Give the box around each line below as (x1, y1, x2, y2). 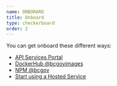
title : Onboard (6, 14, 44, 20)
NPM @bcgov (14, 67, 50, 74)
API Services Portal (14, 54, 63, 61)
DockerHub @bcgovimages (14, 60, 83, 67)
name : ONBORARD (6, 8, 44, 15)
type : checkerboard (6, 20, 55, 26)
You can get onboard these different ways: (6, 42, 112, 49)
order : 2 (6, 25, 28, 32)
